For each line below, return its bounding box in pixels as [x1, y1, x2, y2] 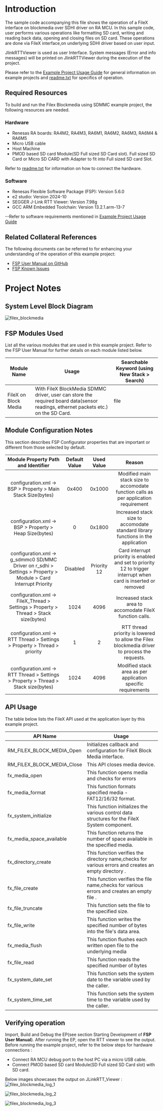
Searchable [121, 359, 148, 365]
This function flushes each [86, 936, 147, 942]
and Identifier [17, 462, 50, 469]
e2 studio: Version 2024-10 [12, 194, 67, 200]
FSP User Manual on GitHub [12, 261, 68, 267]
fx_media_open [7, 772, 42, 779]
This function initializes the [86, 803, 148, 810]
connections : [5, 1047, 33, 1053]
